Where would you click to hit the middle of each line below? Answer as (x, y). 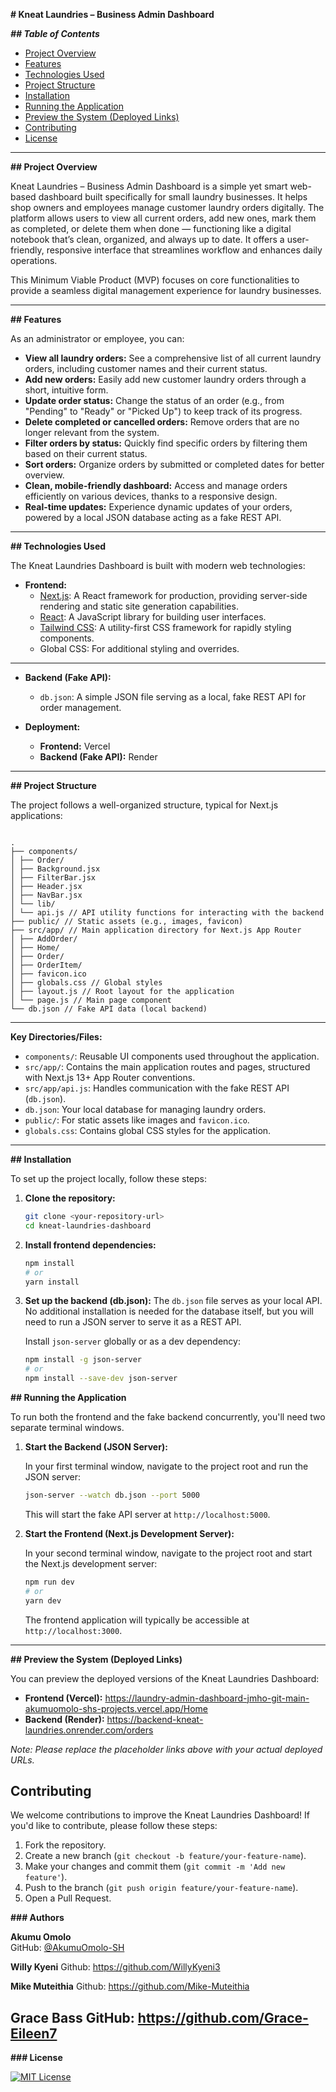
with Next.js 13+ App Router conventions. (110, 1077)
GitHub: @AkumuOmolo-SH (67, 1948)
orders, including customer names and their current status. (146, 368)
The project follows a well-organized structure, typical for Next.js (144, 805)
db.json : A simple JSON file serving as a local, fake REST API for (173, 697)
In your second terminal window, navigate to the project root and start (168, 1553)
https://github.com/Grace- (223, 2017)
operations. (34, 260)
